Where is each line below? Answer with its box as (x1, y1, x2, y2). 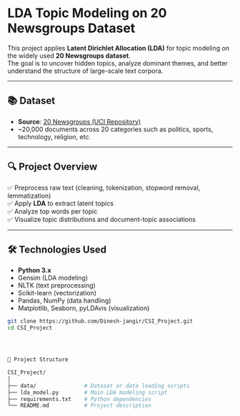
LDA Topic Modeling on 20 (7, 5, 167, 21)
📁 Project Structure (7, 356, 69, 363)
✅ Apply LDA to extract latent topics (7, 198, 114, 208)
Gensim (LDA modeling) (17, 273, 89, 283)
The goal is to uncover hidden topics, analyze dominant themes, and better (7, 59, 229, 67)
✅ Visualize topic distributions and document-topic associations (7, 215, 196, 223)
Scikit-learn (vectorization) (17, 289, 97, 298)
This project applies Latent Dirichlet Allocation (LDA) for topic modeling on (7, 44, 230, 52)
